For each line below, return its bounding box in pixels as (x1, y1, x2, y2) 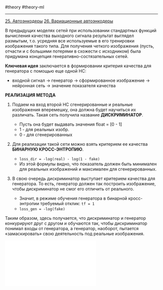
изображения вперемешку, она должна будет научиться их (12, 107, 136, 113)
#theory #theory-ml (5, 4, 45, 10)
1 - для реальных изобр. (19, 127, 69, 132)
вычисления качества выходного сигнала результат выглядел (5, 33, 134, 39)
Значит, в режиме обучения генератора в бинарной (19, 195, 128, 201)
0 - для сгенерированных (19, 132, 73, 137)
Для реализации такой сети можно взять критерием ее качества (12, 141, 148, 147)
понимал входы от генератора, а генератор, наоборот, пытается (5, 226, 139, 231)
